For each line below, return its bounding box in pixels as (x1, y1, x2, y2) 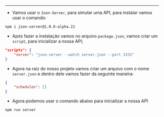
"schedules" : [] (14, 85, 47, 90)
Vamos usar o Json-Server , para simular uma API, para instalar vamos (12, 10, 152, 15)
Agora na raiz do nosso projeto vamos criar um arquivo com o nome (12, 65, 149, 71)
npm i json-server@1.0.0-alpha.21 (5, 24, 76, 29)
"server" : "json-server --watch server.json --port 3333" (14, 52, 134, 57)
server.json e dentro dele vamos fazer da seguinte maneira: (12, 71, 134, 77)
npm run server (5, 108, 36, 113)
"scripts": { (5, 47, 32, 53)
